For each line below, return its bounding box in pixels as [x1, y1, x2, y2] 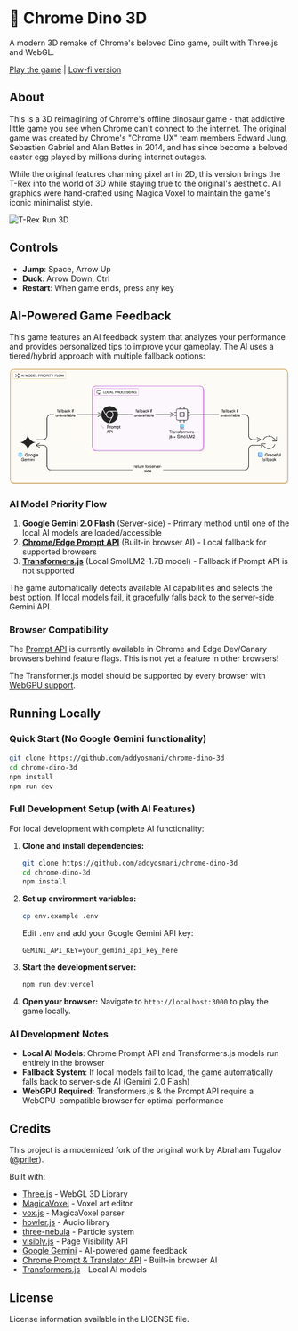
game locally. [21, 1005, 71, 1017]
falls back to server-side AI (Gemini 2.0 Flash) [21, 1077, 190, 1087]
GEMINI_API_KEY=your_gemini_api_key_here [21, 947, 178, 956]
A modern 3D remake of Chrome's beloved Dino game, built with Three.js [9, 37, 278, 48]
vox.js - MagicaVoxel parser [21, 1207, 125, 1218]
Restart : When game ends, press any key [21, 282, 175, 293]
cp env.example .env [21, 912, 99, 921]
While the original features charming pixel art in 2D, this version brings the [9, 168, 281, 179]
